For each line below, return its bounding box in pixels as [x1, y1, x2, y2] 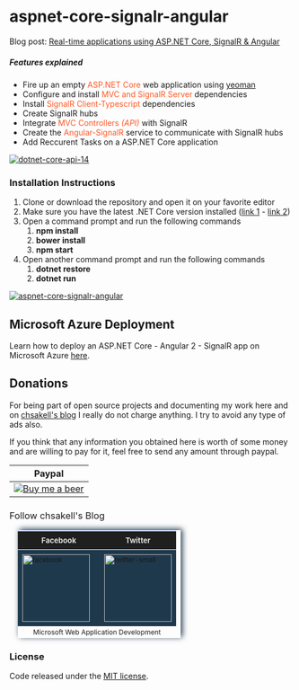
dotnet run [35, 273, 76, 284]
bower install [35, 235, 86, 246]
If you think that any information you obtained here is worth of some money [9, 436, 288, 447]
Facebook [40, 535, 77, 545]
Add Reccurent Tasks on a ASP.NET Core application [22, 137, 218, 147]
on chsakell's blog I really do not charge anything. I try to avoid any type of [9, 409, 286, 420]
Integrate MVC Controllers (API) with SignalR [22, 117, 188, 128]
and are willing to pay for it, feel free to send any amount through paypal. [9, 446, 279, 456]
